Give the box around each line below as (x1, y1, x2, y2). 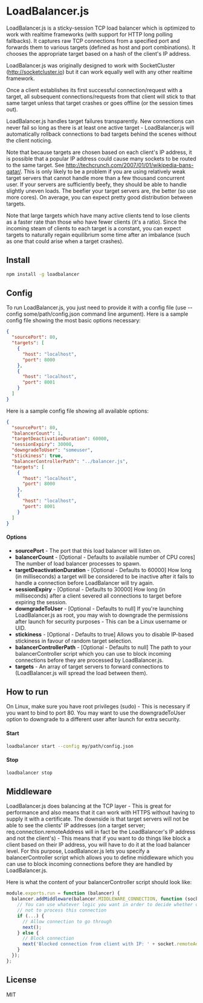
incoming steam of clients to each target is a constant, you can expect (6, 224, 181, 232)
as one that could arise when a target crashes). (6, 238, 124, 245)
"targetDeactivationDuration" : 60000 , (11, 436, 110, 442)
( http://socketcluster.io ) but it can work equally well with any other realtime (6, 68, 193, 75)
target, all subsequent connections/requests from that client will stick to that (6, 93, 196, 100)
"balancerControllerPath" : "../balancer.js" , (11, 458, 129, 464)
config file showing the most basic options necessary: (6, 317, 141, 324)
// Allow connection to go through (22, 918, 112, 925)
